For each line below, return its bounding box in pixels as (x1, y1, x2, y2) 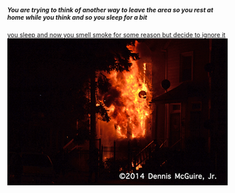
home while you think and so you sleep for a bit (7, 13, 148, 21)
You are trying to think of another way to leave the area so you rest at (7, 6, 213, 14)
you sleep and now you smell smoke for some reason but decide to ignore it (7, 30, 226, 38)
